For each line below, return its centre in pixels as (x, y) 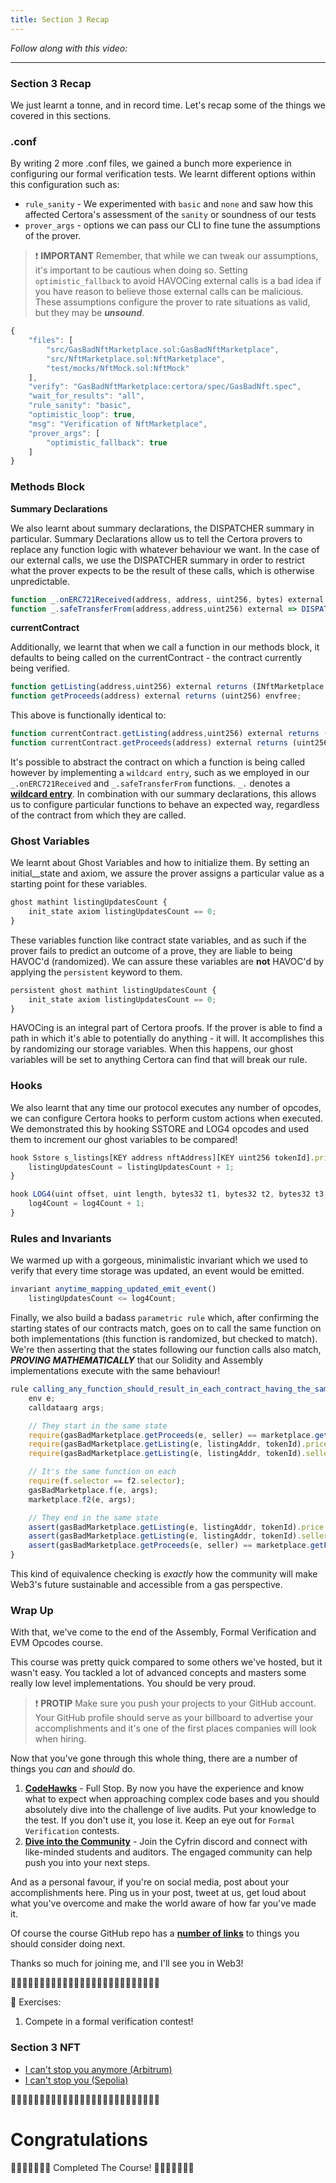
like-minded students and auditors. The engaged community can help (168, 1852)
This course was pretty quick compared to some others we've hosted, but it (166, 1662)
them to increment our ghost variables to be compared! (124, 1139)
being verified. (40, 668)
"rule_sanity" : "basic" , (80, 406)
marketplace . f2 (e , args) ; (82, 1499)
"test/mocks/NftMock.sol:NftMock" (118, 368)
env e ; (42, 1398)
